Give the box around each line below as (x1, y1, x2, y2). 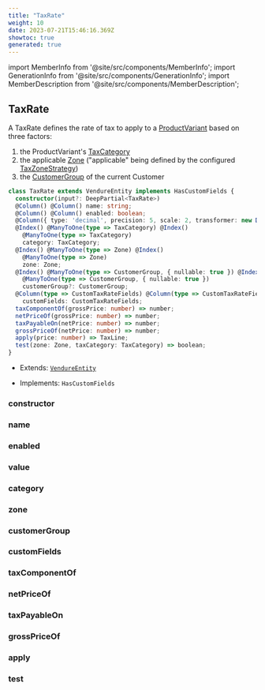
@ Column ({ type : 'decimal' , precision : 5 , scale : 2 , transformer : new (15, 216, 252, 225)
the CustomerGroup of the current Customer (19, 171, 165, 182)
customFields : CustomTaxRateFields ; (22, 298, 144, 306)
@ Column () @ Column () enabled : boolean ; (15, 209, 147, 217)
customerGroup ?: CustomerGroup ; (22, 283, 129, 291)
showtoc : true (8, 33, 55, 42)
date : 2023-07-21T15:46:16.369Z (8, 26, 114, 34)
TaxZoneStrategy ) (19, 163, 79, 173)
